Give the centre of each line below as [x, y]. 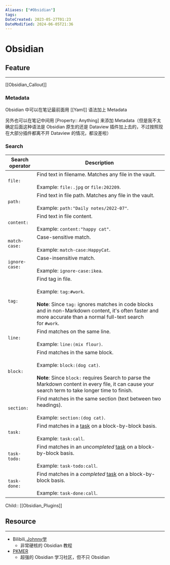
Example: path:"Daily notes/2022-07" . [83, 208]
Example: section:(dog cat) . [71, 418]
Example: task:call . [61, 438]
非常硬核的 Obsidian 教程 [46, 545]
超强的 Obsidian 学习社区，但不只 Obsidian [65, 557]
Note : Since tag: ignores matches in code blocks [95, 304]
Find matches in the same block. [75, 352]
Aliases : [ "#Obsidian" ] [30, 10]
